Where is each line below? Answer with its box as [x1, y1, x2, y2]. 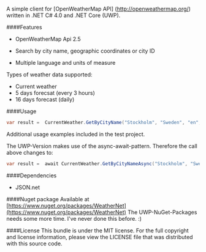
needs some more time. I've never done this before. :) [6, 215, 142, 222]
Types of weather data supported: [6, 71, 93, 78]
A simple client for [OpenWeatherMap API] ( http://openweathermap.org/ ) [6, 6, 191, 12]
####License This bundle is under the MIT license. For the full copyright [6, 226, 189, 234]
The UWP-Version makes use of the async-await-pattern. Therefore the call [6, 142, 197, 149]
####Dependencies [6, 171, 57, 179]
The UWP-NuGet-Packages [128, 208, 197, 216]
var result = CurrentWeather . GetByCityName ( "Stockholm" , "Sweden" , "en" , [6, 119, 202, 125]
